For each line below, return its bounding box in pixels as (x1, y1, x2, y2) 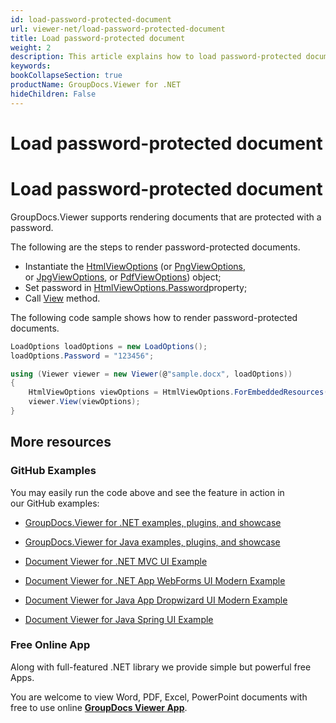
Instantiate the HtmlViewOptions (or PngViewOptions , (24, 260, 246, 272)
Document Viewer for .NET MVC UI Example (24, 555, 208, 567)
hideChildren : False (10, 89, 97, 99)
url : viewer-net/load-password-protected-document (10, 24, 226, 34)
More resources (10, 434, 112, 451)
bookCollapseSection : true (10, 71, 123, 81)
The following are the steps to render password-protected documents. (10, 241, 301, 253)
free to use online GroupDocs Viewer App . (10, 701, 188, 713)
